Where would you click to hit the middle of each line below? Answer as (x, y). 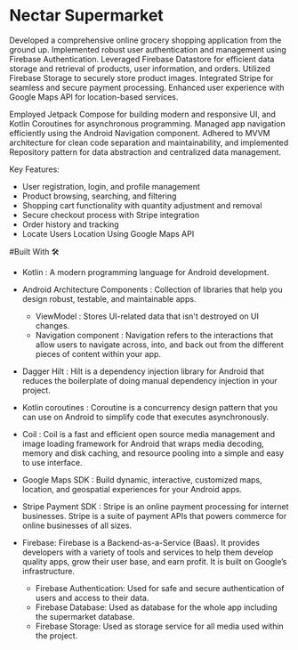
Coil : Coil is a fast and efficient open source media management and (149, 434)
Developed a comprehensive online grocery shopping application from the (145, 40)
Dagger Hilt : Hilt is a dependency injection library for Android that (143, 371)
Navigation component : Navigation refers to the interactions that (154, 335)
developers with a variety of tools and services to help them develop (148, 552)
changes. (52, 325)
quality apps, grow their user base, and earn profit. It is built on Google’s (154, 561)
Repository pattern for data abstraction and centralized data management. (145, 151)
